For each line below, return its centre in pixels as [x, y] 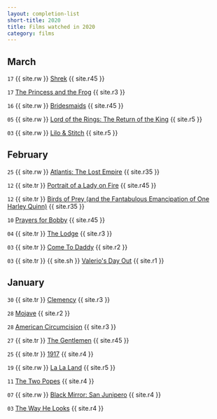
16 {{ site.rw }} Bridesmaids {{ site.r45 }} [65, 106]
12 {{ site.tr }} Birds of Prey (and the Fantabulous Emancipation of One [108, 199]
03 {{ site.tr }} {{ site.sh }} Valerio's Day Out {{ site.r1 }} [86, 261]
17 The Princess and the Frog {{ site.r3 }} [66, 92]
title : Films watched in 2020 [51, 27]
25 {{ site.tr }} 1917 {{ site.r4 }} [50, 354]
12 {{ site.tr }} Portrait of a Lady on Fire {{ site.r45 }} [82, 185]
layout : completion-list [43, 14]
